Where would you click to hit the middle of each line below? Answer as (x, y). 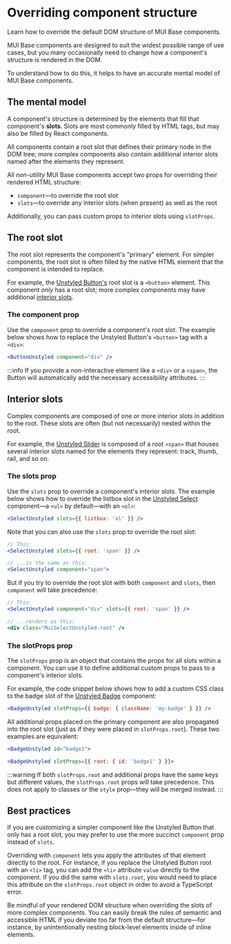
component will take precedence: (52, 590)
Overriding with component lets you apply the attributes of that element (107, 855)
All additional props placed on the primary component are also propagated (113, 721)
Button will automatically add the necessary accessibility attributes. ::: (106, 378)
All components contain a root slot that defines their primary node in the (109, 147)
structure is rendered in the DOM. (55, 59)
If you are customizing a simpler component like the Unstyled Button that (111, 828)
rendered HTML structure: (44, 182)
